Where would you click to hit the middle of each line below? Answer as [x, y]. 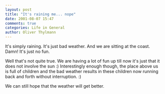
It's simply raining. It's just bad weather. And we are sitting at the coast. [78, 46]
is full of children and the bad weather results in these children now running [82, 71]
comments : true [21, 23]
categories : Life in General [35, 28]
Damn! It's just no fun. [28, 51]
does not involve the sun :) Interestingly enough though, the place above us [82, 66]
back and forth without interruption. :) [43, 77]
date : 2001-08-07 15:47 [30, 19]
